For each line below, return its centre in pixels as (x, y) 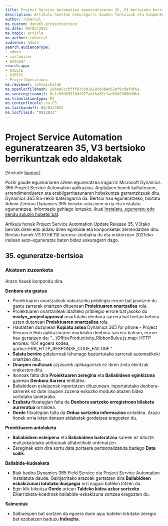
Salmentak (17, 504)
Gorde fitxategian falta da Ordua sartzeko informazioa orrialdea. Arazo (86, 413)
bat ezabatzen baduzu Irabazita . (46, 519)
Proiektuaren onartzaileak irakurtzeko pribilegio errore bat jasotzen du (85, 300)
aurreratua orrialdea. (34, 407)
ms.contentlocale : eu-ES (31, 103)
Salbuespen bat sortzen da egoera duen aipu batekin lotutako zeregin (84, 513)
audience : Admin (22, 43)
